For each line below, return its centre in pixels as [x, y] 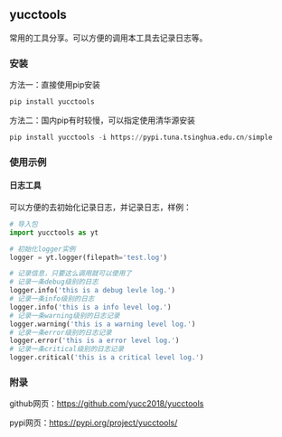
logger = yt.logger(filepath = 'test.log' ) [89, 257]
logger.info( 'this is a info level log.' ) [90, 307]
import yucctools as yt [54, 232]
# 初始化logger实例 [42, 249]
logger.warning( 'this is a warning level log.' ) [103, 324]
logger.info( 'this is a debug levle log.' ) [93, 291]
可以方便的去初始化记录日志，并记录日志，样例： [100, 207]
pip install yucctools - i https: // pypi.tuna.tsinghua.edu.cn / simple [141, 137]
